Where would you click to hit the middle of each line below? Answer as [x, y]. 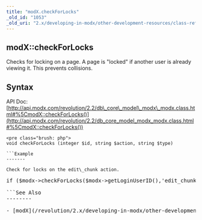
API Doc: [17, 102]
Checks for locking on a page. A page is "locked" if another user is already [99, 62]
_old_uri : [19, 23]
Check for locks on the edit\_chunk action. [63, 170]
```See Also [24, 193]
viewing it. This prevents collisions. [50, 68]
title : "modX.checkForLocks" [43, 12]
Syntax [20, 87]
